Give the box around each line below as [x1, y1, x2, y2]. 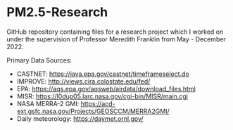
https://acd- [80, 99, 115, 108]
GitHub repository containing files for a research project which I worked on [6, 27, 224, 36]
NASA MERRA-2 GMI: [16, 99, 80, 108]
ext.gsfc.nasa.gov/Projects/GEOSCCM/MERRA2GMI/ [16, 107, 170, 115]
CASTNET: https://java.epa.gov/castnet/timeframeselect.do [16, 70, 189, 78]
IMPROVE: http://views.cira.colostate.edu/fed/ [16, 77, 151, 85]
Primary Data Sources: [6, 56, 72, 64]
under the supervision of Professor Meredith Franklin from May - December [6, 34, 226, 43]
